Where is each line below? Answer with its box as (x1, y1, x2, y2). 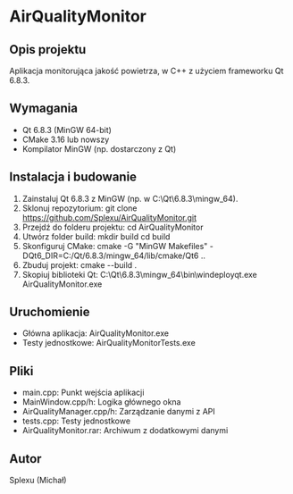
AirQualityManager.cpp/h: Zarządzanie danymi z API (21, 406, 216, 417)
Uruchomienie (9, 305, 90, 320)
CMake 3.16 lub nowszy (21, 134, 110, 145)
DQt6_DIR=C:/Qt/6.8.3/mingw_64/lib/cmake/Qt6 (21, 250, 199, 261)
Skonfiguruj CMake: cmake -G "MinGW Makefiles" (21, 240, 208, 251)
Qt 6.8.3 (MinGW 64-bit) (21, 124, 112, 135)
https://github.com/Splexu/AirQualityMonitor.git (21, 212, 197, 222)
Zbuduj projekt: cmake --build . (21, 259, 138, 270)
